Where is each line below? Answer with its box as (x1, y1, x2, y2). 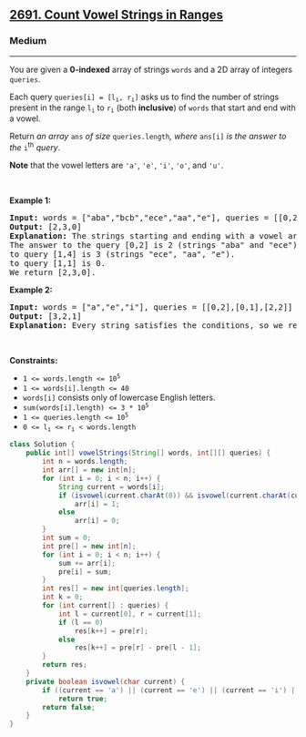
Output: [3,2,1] (9, 312, 82, 322)
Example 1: (9, 195, 52, 206)
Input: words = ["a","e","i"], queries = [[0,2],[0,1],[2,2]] (9, 302, 293, 312)
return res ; (42, 660, 88, 670)
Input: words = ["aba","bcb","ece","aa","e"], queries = (9, 213, 270, 223)
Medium (9, 35, 47, 47)
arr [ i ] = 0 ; (74, 517, 120, 526)
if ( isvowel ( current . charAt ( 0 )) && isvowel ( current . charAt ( (57, 491, 291, 500)
